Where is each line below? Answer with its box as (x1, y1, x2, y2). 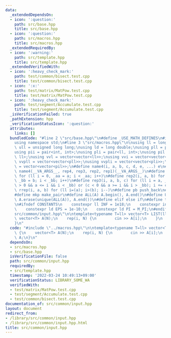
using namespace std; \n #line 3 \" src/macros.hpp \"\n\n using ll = (14, 140, 156, 145)
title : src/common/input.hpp (5, 325, 67, 330)
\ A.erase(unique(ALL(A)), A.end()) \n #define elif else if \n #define (14, 197, 163, 202)
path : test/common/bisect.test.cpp (14, 74, 90, 79)
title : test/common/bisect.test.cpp (14, 79, 93, 84)
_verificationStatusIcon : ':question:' (10, 121, 95, 126)
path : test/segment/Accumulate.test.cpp (14, 102, 101, 108)
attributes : (10, 126, 36, 131)
